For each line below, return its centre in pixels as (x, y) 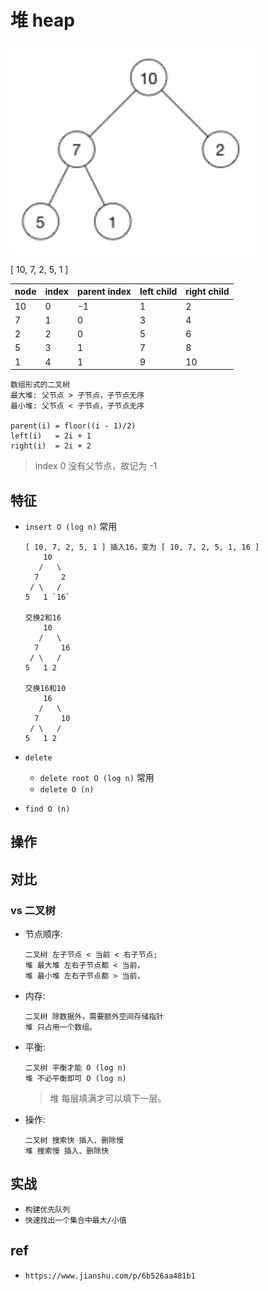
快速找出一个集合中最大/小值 (75, 1220)
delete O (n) (67, 790)
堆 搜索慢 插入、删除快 (67, 1151)
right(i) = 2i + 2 (51, 446)
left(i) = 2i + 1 (51, 436)
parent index (104, 292)
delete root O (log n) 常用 (97, 777)
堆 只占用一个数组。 (60, 1027)
